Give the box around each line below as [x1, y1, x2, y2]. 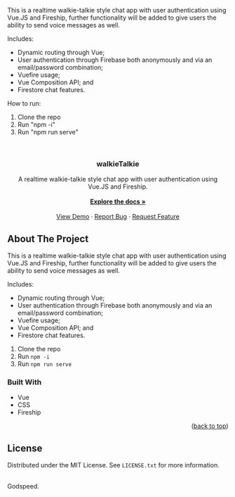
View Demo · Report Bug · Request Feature [55, 213, 180, 221]
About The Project [7, 232, 89, 245]
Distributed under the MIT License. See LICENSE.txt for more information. [7, 461, 220, 470]
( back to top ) [191, 422, 229, 430]
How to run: [7, 99, 41, 108]
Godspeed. [7, 482, 40, 491]
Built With [7, 377, 42, 387]
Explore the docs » [90, 197, 146, 206]
